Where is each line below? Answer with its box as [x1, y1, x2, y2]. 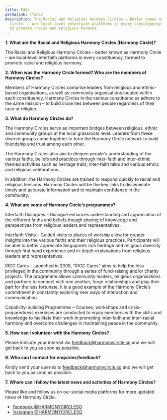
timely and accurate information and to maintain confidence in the [5, 187, 140, 193]
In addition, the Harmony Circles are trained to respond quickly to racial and [5, 176, 161, 182]
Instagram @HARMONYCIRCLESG [12, 409, 83, 415]
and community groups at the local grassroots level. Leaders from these [5, 130, 153, 136]
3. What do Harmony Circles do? [5, 115, 74, 121]
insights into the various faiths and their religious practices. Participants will [5, 237, 160, 243]
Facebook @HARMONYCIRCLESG [12, 404, 83, 410]
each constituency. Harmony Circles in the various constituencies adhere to [5, 95, 161, 101]
